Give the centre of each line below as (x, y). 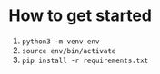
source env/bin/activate (69, 51)
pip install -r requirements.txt (85, 60)
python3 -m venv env (60, 42)
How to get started (80, 16)
